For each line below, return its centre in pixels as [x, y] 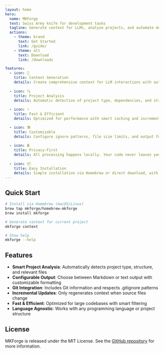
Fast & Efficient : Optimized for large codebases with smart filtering [80, 304]
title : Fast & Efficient [39, 114]
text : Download [33, 55]
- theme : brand [29, 37]
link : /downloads [36, 60]
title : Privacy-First [36, 150]
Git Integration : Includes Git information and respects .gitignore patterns [85, 288]
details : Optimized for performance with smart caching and [76, 118]
